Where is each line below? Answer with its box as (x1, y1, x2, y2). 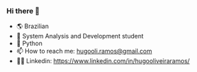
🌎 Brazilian (16, 22, 49, 30)
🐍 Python (16, 39, 43, 47)
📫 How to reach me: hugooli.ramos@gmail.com (16, 47, 152, 56)
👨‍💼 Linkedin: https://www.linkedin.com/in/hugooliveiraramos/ (16, 57, 190, 65)
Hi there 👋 (6, 6, 40, 16)
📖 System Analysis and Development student (16, 32, 143, 40)
